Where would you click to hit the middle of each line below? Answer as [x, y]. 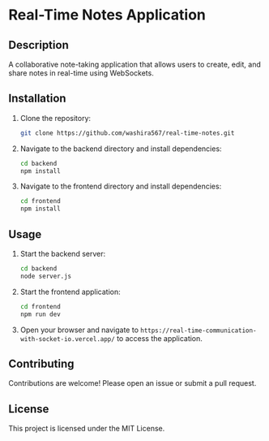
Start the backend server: [63, 254]
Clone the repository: [56, 118]
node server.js [46, 276]
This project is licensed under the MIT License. [87, 429]
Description [38, 45]
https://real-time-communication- [199, 331]
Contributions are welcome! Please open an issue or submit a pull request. [132, 383]
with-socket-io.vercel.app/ [67, 339]
